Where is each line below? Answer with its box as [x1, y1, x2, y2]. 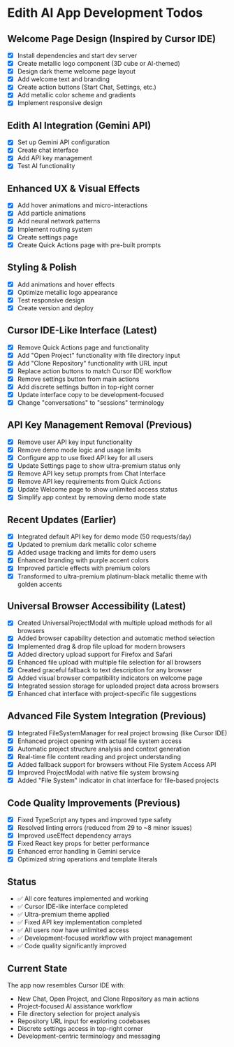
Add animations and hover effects [17, 280, 115, 289]
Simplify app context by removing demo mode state [17, 493, 166, 501]
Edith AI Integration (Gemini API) [7, 119, 152, 131]
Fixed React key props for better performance [17, 839, 149, 848]
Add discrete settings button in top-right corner [17, 382, 154, 391]
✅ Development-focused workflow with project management [17, 934, 193, 943]
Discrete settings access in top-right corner [17, 1025, 143, 1032]
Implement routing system [17, 225, 93, 233]
